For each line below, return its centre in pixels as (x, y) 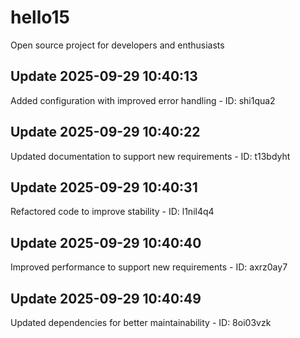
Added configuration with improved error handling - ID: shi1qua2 (143, 100)
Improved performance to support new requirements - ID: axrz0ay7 (149, 267)
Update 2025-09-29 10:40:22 (105, 132)
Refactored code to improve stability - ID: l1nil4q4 (112, 212)
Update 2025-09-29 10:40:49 (106, 298)
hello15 (40, 17)
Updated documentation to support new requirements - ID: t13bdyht (150, 156)
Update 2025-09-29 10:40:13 (104, 76)
